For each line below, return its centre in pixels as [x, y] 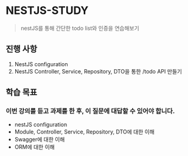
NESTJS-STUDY [47, 11]
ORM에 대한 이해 [35, 147]
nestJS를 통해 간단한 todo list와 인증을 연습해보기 [80, 28]
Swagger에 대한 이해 [40, 140]
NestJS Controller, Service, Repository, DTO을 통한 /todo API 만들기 [98, 71]
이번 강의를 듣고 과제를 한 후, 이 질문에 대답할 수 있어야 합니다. [90, 111]
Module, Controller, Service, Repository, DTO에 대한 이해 [85, 132]
